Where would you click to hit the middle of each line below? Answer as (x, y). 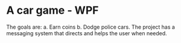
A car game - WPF (52, 10)
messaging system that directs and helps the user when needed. (87, 33)
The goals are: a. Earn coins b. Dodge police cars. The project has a (91, 27)
